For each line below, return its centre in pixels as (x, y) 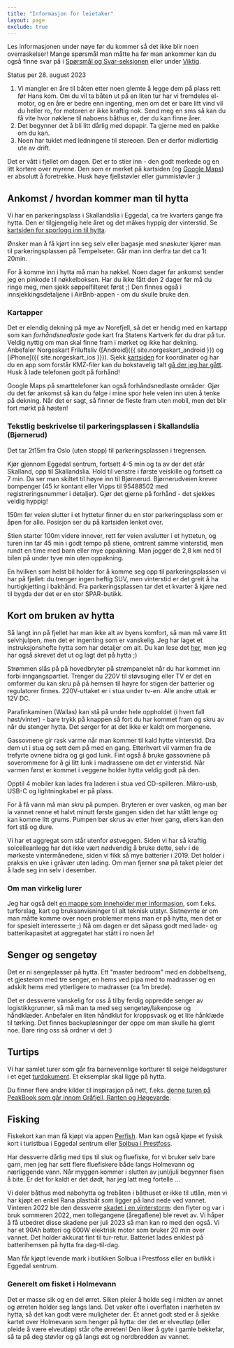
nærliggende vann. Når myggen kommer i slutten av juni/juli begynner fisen (116, 1172)
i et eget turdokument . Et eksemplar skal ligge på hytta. (87, 1076)
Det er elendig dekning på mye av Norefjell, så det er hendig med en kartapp (117, 328)
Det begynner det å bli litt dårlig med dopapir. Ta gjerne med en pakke (118, 126)
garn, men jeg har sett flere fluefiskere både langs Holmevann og (101, 1165)
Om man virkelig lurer (45, 888)
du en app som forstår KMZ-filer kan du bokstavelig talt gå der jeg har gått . (115, 365)
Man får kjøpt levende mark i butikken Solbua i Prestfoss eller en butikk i (111, 1258)
